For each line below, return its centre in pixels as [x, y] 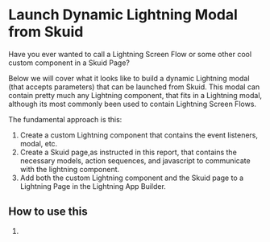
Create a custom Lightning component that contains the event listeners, [139, 135]
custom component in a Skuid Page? [69, 63]
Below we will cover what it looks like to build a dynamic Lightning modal [129, 78]
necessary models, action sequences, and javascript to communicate [135, 160]
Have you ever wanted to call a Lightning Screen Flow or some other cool [130, 54]
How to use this [48, 212]
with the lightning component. [70, 169]
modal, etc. [39, 143]
